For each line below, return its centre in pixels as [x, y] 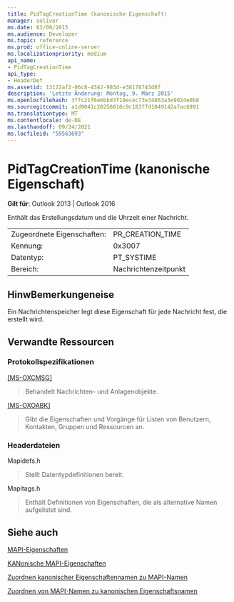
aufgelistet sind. [49, 510]
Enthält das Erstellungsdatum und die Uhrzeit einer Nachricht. [98, 218]
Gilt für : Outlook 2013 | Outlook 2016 [61, 204]
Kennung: [27, 246]
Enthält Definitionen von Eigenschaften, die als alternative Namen [121, 502]
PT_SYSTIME [135, 258]
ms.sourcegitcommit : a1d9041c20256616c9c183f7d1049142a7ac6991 [103, 107]
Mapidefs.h [24, 461]
